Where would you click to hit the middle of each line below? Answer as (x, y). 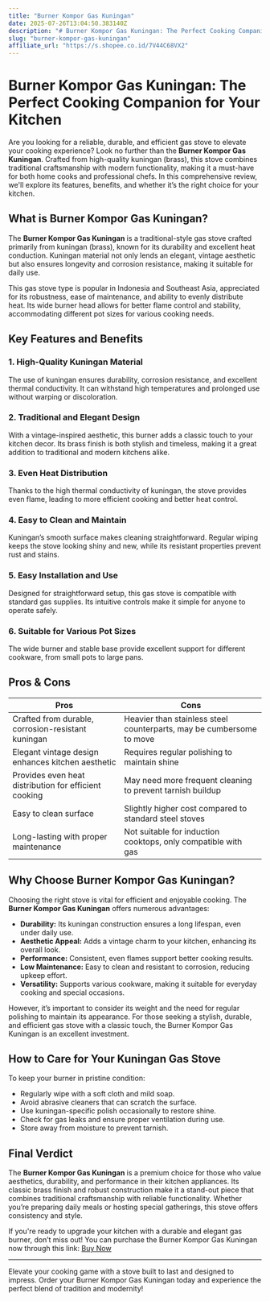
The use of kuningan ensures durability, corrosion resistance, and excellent (133, 379)
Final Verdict (41, 1153)
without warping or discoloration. (63, 396)
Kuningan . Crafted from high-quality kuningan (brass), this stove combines (133, 160)
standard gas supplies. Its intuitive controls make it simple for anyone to (127, 602)
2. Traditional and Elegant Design (74, 417)
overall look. (40, 949)
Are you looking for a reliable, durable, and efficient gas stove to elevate (127, 143)
